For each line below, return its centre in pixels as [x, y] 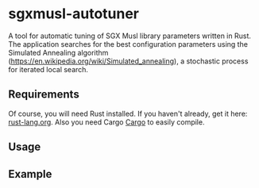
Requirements [44, 95]
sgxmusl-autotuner [74, 14]
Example [30, 174]
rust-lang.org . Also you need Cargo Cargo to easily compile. [106, 122]
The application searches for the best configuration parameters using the [128, 44]
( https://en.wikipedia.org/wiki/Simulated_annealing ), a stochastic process [128, 61]
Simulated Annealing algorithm [58, 52]
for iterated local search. [48, 69]
